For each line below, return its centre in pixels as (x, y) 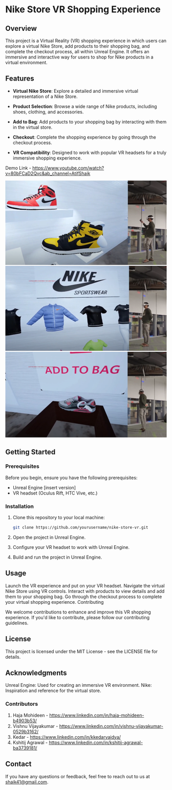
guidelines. (17, 623)
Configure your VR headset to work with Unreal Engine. (71, 547)
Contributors (22, 704)
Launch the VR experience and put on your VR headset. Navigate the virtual (85, 585)
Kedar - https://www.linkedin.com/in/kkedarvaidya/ (67, 737)
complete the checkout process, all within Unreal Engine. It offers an (77, 52)
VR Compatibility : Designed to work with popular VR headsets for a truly (90, 152)
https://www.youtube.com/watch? (68, 168)
